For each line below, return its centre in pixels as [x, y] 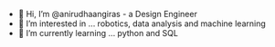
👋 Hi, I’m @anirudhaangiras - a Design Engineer [108, 14]
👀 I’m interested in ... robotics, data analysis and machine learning [142, 23]
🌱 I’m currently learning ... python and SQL [98, 33]
